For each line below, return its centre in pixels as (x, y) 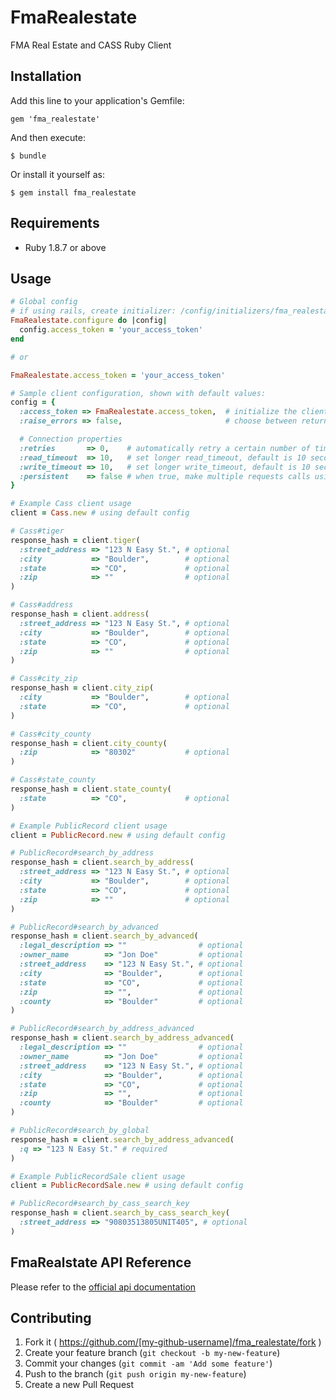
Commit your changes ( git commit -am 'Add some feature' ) (148, 1363)
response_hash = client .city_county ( (89, 743)
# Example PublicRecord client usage (89, 826)
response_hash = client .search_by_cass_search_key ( (120, 1213)
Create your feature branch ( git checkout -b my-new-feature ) (152, 1353)
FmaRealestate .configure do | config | (89, 321)
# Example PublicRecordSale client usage (98, 1176)
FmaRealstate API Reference (101, 1262)
